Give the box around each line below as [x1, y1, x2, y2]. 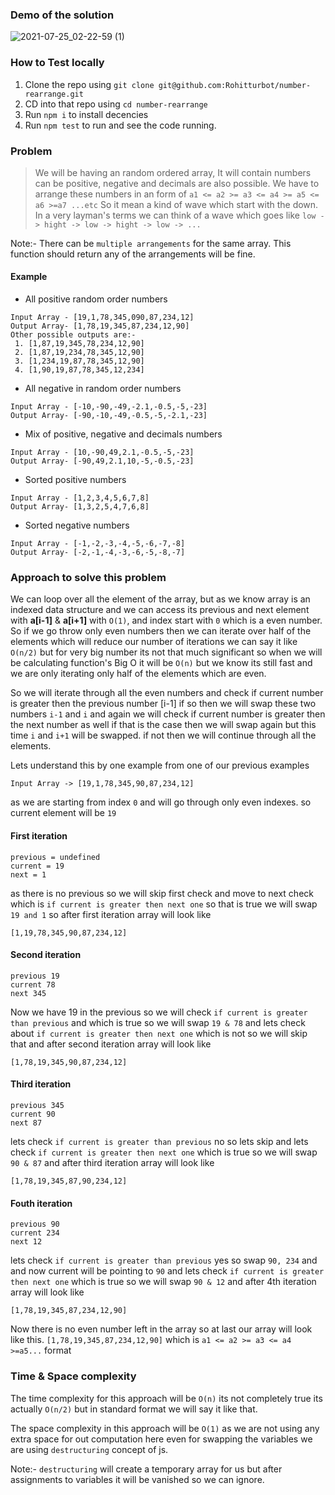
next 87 [10, 1118, 43, 1128]
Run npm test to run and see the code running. [24, 119, 217, 131]
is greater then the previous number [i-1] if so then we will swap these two [10, 698, 317, 710]
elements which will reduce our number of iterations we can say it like [10, 636, 298, 648]
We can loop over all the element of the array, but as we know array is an [10, 593, 311, 605]
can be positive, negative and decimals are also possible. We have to [34, 177, 320, 189]
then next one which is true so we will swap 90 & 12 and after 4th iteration [10, 1276, 317, 1288]
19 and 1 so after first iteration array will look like [10, 908, 212, 920]
